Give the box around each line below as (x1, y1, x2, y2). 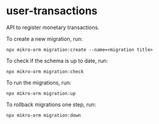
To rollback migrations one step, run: (6, 101, 96, 108)
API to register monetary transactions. (6, 24, 99, 31)
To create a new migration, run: (6, 35, 83, 42)
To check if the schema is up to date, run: (6, 57, 108, 64)
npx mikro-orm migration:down (6, 112, 82, 118)
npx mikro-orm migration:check (6, 68, 84, 75)
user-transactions (6, 4, 98, 18)
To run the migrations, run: (6, 79, 71, 86)
